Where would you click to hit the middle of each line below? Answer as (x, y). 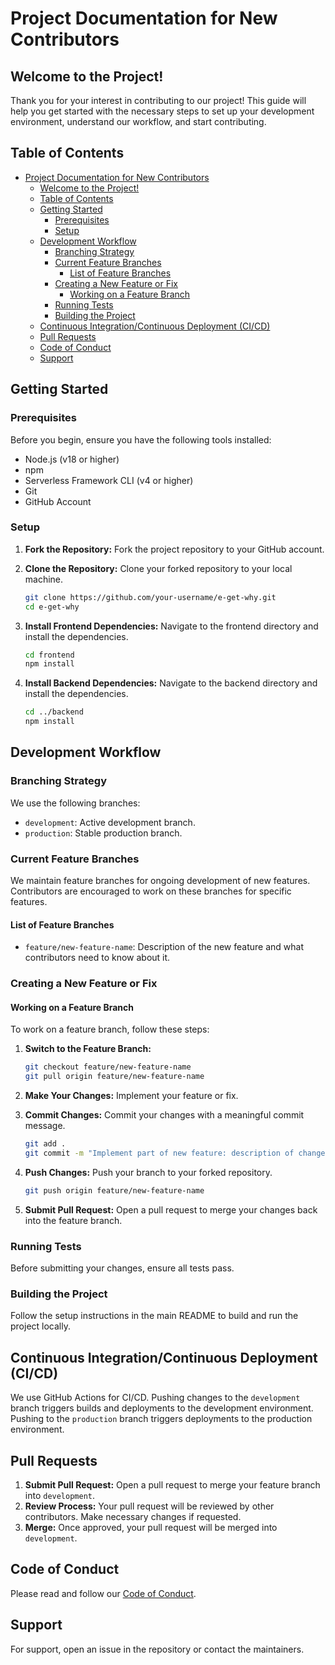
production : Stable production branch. (103, 833)
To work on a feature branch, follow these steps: (110, 1029)
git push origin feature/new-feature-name (114, 1190)
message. (45, 1126)
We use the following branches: (75, 803)
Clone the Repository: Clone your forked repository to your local (158, 568)
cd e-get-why (52, 607)
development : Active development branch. (110, 822)
